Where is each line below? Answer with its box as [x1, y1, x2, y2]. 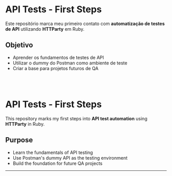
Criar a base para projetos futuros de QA [12, 65, 99, 71]
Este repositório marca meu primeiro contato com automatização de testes [5, 20, 165, 27]
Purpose [5, 136, 33, 144]
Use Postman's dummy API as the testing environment [12, 155, 128, 161]
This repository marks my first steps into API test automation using [5, 115, 147, 121]
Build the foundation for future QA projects [12, 160, 103, 166]
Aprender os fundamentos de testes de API [12, 54, 104, 60]
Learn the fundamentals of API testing [12, 149, 93, 156]
